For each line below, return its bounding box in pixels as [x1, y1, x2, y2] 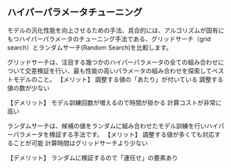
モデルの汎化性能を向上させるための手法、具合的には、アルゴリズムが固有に [7, 26, 225, 34]
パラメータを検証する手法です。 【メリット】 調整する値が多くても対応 [12, 130, 215, 138]
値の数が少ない [7, 83, 50, 92]
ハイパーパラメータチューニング [7, 6, 143, 19]
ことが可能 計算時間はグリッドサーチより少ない [12, 138, 148, 147]
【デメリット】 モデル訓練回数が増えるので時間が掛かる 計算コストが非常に [7, 98, 222, 107]
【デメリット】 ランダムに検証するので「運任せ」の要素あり [7, 154, 178, 162]
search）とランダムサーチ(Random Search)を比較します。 [7, 43, 172, 52]
